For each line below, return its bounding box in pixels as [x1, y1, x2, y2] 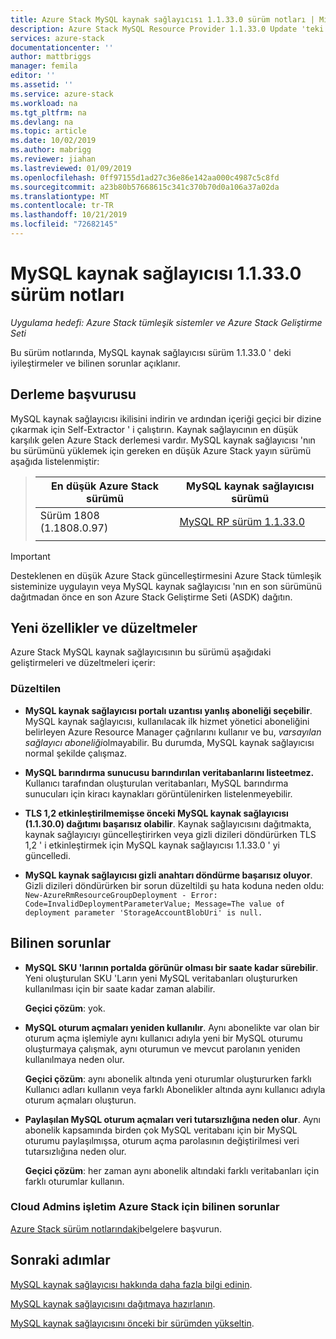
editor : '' [10, 71, 56, 81]
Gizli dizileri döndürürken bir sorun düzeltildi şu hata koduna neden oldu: [24, 879, 325, 891]
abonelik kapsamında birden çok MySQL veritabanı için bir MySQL [24, 1124, 298, 1136]
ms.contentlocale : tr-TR [10, 201, 114, 211]
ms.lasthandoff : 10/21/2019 [10, 210, 128, 220]
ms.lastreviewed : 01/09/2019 [10, 163, 132, 173]
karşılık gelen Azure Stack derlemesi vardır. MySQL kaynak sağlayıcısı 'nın [10, 434, 316, 446]
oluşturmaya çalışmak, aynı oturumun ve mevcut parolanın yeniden [24, 1042, 301, 1055]
